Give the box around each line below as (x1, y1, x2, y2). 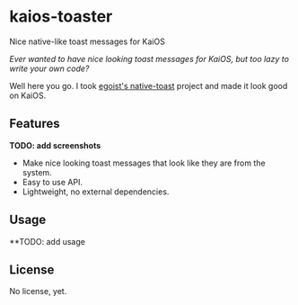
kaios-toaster (9, 6, 113, 27)
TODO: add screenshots (9, 139, 101, 150)
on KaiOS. (9, 90, 47, 101)
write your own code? (9, 63, 90, 74)
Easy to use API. (22, 176, 83, 187)
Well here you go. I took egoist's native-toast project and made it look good (9, 80, 288, 91)
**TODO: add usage (9, 236, 85, 247)
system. (22, 166, 52, 177)
